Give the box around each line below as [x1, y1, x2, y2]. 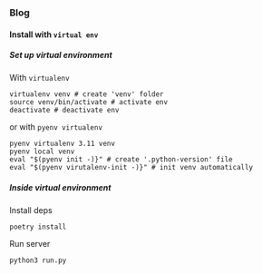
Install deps [9, 205, 53, 216]
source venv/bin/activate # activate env [9, 98, 169, 107]
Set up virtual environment [9, 50, 113, 61]
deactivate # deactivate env [9, 106, 120, 115]
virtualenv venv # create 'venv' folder [9, 90, 165, 99]
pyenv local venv [9, 147, 75, 156]
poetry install [9, 222, 67, 232]
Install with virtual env [9, 29, 99, 40]
